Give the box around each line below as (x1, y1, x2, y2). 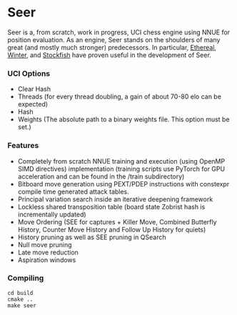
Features (7, 141, 39, 151)
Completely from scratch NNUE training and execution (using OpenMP (17, 156, 226, 165)
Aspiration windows (17, 255, 76, 264)
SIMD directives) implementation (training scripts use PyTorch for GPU (17, 164, 226, 173)
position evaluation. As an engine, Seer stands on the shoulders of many (7, 35, 221, 44)
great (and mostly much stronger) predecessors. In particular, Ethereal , (7, 43, 216, 51)
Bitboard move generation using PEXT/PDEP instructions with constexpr (17, 179, 230, 188)
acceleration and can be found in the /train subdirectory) (17, 172, 185, 181)
